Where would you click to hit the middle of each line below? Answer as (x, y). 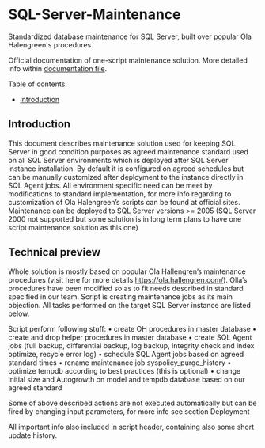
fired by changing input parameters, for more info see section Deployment (129, 411)
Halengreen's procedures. (51, 44)
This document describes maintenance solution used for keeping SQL (122, 143)
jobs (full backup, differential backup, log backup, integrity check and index (131, 345)
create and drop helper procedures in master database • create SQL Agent (130, 337)
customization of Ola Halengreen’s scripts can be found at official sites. (124, 202)
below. (19, 313)
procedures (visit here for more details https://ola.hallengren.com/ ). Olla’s (128, 279)
